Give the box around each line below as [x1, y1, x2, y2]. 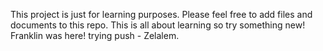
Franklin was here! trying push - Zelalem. [10, 30, 180, 41]
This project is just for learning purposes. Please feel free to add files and [10, 9, 313, 20]
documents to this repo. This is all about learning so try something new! [10, 19, 306, 31]
